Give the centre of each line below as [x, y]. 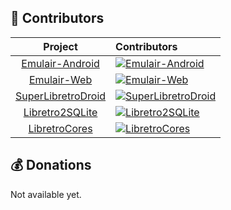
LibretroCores [60, 128]
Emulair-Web [60, 79]
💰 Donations [51, 165]
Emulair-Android [60, 63]
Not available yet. [46, 194]
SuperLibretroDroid [61, 96]
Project [60, 46]
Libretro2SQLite [60, 112]
